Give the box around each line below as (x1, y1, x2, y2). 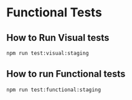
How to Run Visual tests (6, 32, 110, 44)
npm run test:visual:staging (6, 50, 89, 56)
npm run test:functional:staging (6, 86, 101, 93)
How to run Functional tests (6, 68, 126, 80)
